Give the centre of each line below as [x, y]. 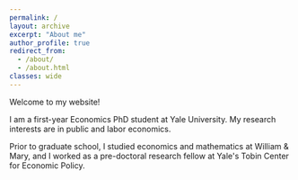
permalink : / [34, 18]
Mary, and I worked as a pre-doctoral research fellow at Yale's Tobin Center [149, 156]
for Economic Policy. [47, 165]
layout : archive [39, 26]
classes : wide [36, 76]
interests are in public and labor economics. [90, 129]
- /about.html [44, 68]
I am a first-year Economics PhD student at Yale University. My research [143, 119]
